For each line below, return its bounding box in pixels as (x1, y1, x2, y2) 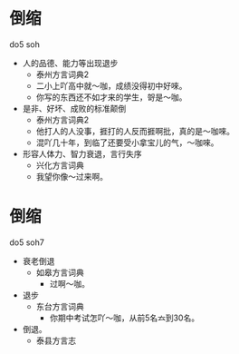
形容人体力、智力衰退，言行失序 (22, 148, 142, 159)
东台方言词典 (35, 300, 84, 311)
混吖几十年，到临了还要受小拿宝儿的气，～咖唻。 (35, 137, 219, 148)
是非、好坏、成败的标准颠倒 (22, 103, 127, 113)
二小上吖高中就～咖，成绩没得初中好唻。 (35, 80, 187, 91)
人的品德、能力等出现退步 (22, 57, 119, 68)
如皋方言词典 (35, 267, 84, 278)
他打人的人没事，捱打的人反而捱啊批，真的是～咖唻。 (35, 125, 235, 136)
